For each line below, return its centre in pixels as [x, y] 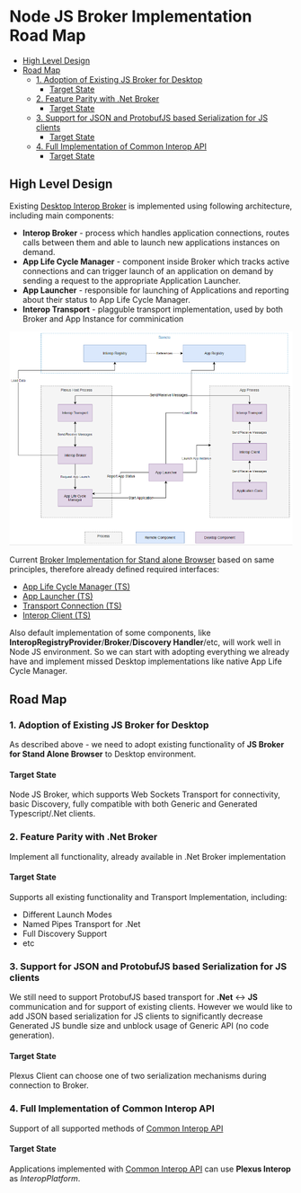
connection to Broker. [49, 1085]
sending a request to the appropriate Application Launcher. [131, 280]
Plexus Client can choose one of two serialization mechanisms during [138, 1076]
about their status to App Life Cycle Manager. [106, 299]
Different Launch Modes [67, 915]
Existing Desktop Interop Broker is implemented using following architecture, [151, 206]
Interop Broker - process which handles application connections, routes [156, 233]
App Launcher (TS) [58, 596]
